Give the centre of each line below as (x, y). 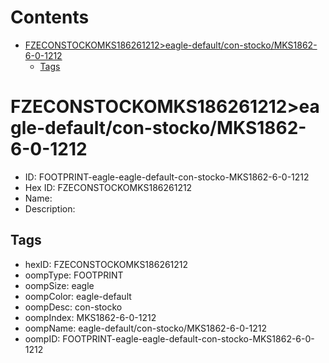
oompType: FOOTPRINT (74, 275)
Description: (50, 208)
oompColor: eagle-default (78, 296)
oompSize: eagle (59, 285)
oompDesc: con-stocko (73, 307)
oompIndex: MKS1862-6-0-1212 (90, 317)
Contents (50, 17)
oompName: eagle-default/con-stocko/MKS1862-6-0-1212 (145, 328)
